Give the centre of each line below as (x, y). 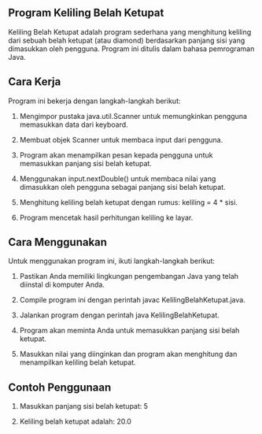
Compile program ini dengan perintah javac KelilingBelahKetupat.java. (132, 300)
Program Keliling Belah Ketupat (86, 13)
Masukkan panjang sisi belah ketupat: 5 (83, 406)
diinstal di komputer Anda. (62, 285)
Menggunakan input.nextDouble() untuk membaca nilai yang (118, 178)
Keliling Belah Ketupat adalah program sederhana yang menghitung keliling (130, 32)
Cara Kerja (35, 82)
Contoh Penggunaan (60, 387)
